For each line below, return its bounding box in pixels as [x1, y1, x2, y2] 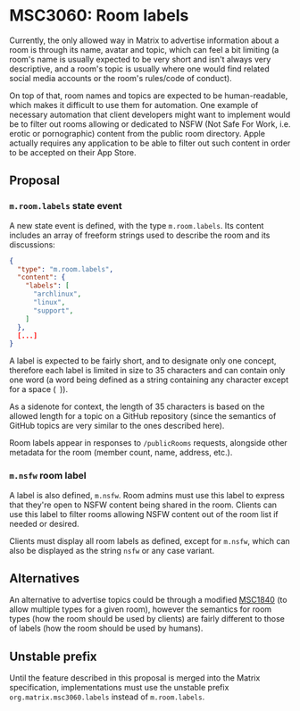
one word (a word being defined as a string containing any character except [9, 374, 289, 385]
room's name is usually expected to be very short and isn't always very [9, 54, 271, 64]
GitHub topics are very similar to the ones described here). [9, 421, 225, 431]
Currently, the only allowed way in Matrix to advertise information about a [9, 35, 279, 46]
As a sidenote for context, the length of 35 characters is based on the [9, 401, 265, 412]
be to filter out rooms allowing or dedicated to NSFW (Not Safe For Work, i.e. [9, 118, 292, 130]
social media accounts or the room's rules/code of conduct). [9, 72, 232, 83]
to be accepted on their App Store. [9, 146, 137, 157]
